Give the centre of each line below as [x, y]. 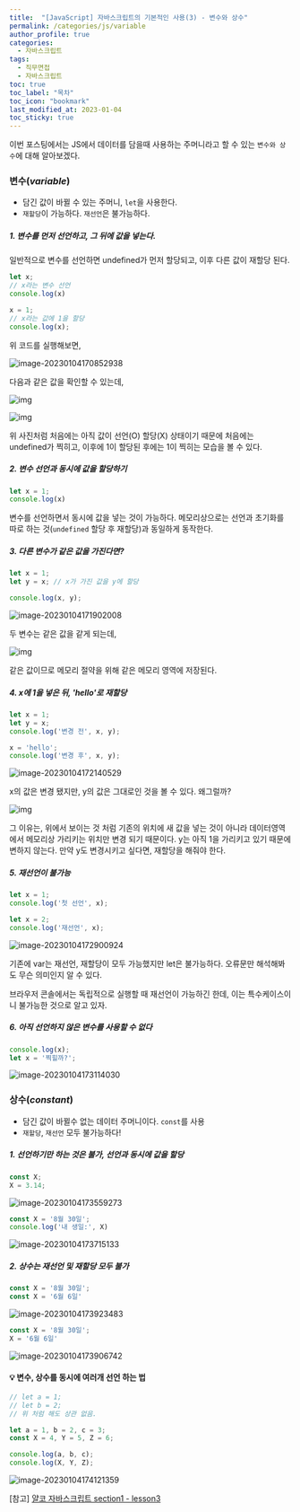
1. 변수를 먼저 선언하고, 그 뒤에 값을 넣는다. [83, 236]
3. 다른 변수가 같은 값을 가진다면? [67, 551]
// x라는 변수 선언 [40, 286]
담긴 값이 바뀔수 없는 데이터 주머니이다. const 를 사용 [113, 1121]
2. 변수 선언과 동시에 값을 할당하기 [68, 469]
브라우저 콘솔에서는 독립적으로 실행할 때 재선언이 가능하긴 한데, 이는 [128, 994]
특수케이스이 [270, 994]
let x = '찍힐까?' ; [43, 1058]
